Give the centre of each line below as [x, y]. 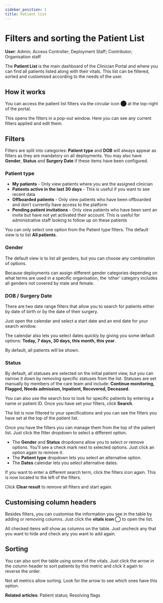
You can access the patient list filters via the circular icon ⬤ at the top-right [81, 104]
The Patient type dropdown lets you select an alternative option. [77, 458]
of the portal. [18, 109]
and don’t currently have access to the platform [60, 205]
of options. [16, 263]
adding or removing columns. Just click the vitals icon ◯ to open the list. [79, 519]
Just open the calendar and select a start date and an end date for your [77, 321]
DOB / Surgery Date [29, 296]
